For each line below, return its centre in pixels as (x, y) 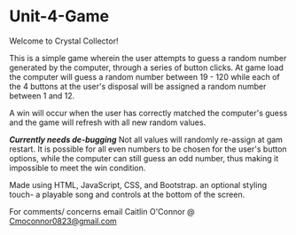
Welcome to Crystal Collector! (64, 41)
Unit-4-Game (59, 16)
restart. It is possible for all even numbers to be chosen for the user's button (148, 149)
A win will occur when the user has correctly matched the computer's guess (148, 113)
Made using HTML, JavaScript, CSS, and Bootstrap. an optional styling (138, 184)
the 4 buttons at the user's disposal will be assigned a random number (138, 86)
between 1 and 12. (42, 96)
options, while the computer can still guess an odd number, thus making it (144, 158)
